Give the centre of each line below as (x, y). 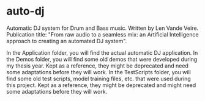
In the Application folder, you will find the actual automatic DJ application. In (102, 52)
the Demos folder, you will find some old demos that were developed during (102, 59)
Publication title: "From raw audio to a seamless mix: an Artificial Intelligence (102, 34)
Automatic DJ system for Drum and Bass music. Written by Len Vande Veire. (102, 28)
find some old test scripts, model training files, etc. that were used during (99, 78)
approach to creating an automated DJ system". (67, 41)
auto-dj (25, 11)
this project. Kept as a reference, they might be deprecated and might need (101, 85)
